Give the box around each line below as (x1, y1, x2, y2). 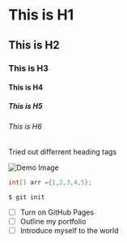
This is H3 (8, 63, 49, 74)
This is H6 (8, 122, 42, 132)
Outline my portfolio (19, 216, 87, 226)
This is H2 (8, 38, 60, 52)
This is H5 (8, 101, 43, 111)
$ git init (8, 193, 45, 201)
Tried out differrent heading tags (8, 146, 117, 156)
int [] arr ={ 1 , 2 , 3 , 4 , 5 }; (8, 178, 92, 186)
